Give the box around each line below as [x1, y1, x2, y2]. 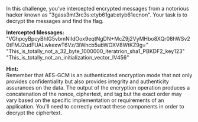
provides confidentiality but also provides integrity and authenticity [6, 78, 170, 85]
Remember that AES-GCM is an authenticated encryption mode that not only [6, 72, 193, 78]
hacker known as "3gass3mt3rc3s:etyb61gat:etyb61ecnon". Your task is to [6, 11, 188, 18]
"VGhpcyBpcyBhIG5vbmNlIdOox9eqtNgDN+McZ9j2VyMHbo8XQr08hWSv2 [6, 35, 190, 42]
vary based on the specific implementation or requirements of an [6, 97, 164, 104]
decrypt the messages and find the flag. [6, 18, 104, 24]
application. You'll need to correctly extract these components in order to [6, 103, 184, 110]
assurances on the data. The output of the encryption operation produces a [6, 84, 190, 91]
